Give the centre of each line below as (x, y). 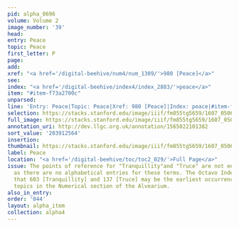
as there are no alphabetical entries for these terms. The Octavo (116, 173)
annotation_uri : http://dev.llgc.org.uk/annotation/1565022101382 (108, 126)
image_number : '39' (36, 27)
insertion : (23, 139)
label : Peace (27, 153)
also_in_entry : (30, 193)
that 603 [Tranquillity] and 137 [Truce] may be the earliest (108, 179)
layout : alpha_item (36, 206)
